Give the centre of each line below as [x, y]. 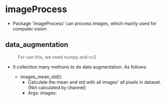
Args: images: [42, 93]
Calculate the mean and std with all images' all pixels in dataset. [94, 82]
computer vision [29, 28]
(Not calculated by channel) [57, 87]
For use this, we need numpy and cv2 [57, 57]
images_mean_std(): [41, 77]
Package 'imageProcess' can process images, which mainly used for [85, 23]
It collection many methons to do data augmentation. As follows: [80, 66]
